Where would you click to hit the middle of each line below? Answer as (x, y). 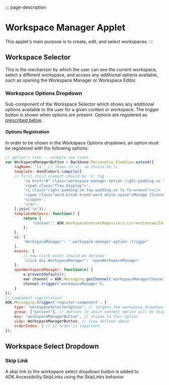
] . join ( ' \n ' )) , (30, 209)
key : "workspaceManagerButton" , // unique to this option (76, 317)
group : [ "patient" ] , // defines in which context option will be (84, 312)
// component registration (33, 298)
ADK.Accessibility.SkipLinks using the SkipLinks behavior (65, 377)
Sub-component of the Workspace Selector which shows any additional (80, 104)
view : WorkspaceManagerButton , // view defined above (72, 321)
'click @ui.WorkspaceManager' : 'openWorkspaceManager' (82, 260)
